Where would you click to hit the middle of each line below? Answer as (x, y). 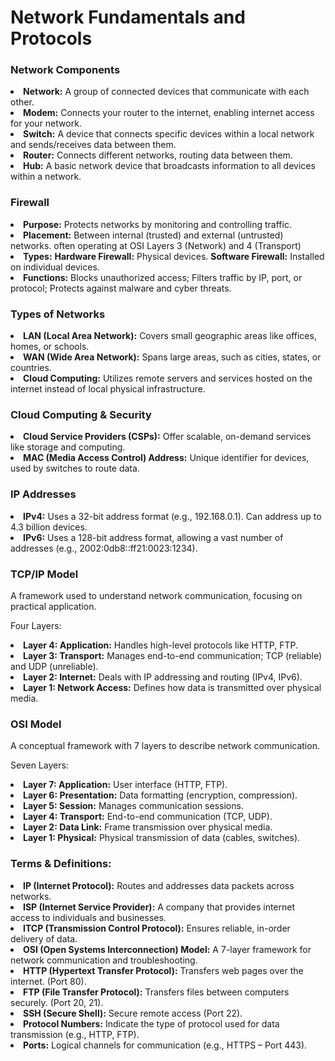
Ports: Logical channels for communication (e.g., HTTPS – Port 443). (165, 1045)
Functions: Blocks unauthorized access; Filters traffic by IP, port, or (163, 277)
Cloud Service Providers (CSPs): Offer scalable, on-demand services (167, 437)
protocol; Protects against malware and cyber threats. (121, 288)
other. (22, 102)
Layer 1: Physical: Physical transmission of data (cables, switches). (162, 838)
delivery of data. (44, 938)
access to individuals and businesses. (88, 917)
